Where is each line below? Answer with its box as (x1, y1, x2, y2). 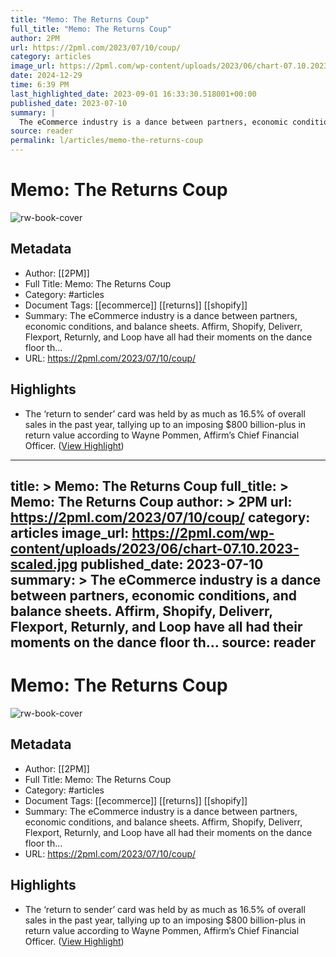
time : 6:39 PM (10, 80, 70, 90)
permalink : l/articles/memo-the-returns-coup (10, 136, 203, 146)
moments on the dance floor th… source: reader (10, 634, 316, 651)
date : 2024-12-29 (10, 71, 83, 81)
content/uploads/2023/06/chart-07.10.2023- (10, 540, 300, 557)
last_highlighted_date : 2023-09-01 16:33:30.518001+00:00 (10, 89, 257, 99)
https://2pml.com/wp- (131, 524, 275, 541)
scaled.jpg (10, 556, 78, 573)
